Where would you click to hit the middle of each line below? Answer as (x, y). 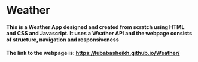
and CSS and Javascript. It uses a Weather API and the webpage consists (99, 33)
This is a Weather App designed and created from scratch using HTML (95, 27)
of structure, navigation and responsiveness (63, 40)
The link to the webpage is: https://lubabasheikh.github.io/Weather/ (93, 53)
